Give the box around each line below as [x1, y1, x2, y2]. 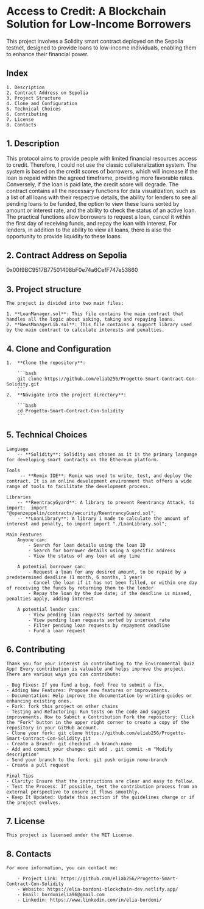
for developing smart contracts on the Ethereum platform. [6, 456, 160, 462]
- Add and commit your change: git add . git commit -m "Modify [6, 746, 173, 752]
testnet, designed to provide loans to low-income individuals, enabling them [6, 44, 197, 51]
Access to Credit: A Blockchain [6, 4, 166, 18]
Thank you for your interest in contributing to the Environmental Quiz [6, 660, 195, 666]
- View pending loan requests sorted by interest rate [28, 617, 171, 623]
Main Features [6, 531, 43, 538]
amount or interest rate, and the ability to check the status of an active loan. [6, 206, 197, 214]
